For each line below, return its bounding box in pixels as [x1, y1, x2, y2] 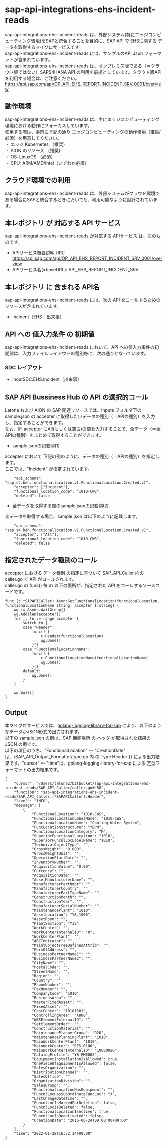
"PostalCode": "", [31, 965, 70, 970]
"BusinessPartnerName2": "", [31, 956, 93, 961]
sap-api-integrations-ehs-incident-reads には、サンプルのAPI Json [5, 50, 143, 56]
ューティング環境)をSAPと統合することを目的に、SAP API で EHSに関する [5, 38, 157, 44]
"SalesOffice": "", [31, 1074, 72, 1079]
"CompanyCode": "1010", [31, 991, 81, 996]
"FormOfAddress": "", [31, 947, 77, 952]
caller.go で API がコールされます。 [5, 576, 77, 582]
